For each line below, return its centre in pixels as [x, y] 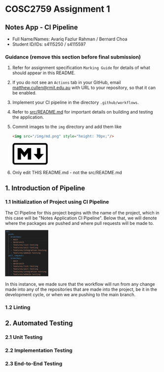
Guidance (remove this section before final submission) [73, 57]
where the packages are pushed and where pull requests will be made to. [80, 223]
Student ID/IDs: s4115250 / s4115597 [49, 44]
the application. [28, 117]
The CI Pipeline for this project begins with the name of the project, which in [82, 213]
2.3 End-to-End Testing [34, 364]
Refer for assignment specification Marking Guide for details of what [81, 68]
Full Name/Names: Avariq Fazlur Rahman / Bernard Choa [70, 39]
